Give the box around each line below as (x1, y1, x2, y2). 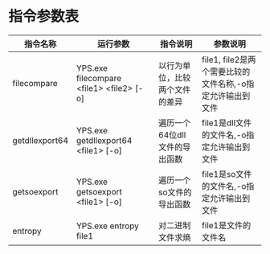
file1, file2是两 (202, 54, 256, 65)
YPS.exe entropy (76, 220, 139, 231)
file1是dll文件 (202, 117, 252, 129)
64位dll (157, 129, 186, 141)
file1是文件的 (202, 219, 252, 231)
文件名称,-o (202, 78, 247, 89)
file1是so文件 (202, 168, 252, 179)
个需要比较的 (202, 66, 251, 77)
